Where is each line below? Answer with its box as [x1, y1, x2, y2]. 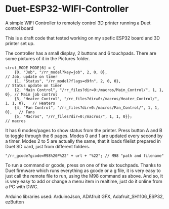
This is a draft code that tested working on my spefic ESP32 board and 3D [5, 35, 160, 41]
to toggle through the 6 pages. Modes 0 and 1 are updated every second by [5, 133, 163, 139]
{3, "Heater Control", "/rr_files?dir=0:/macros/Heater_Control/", [14, 96, 159, 101]
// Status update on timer [5, 83, 62, 88]
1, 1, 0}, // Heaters [5, 101, 56, 106]
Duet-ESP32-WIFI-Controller [5, 3, 129, 15]
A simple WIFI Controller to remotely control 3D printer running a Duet [5, 20, 151, 26]
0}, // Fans [5, 109, 35, 114]
